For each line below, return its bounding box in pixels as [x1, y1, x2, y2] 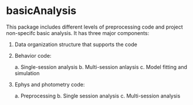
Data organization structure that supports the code [14, 41, 138, 48]
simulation [14, 69, 40, 76]
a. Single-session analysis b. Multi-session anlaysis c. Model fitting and [14, 63, 188, 71]
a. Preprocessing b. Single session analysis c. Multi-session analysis [14, 92, 181, 99]
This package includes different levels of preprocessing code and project [6, 23, 183, 30]
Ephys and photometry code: [14, 80, 85, 88]
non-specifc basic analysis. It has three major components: [6, 29, 150, 36]
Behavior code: [14, 52, 52, 59]
